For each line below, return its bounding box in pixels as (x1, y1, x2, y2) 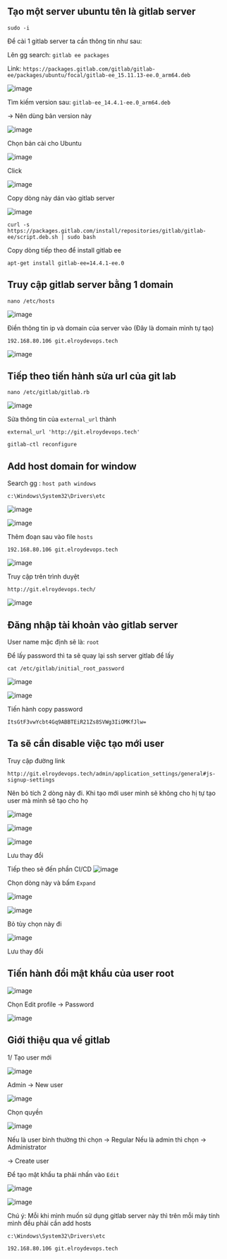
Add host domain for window (7, 460, 137, 472)
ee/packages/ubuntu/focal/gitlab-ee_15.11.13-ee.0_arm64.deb (7, 71, 191, 79)
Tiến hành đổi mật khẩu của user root (7, 968, 174, 980)
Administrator (7, 1142, 47, 1151)
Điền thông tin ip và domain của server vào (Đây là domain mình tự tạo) (7, 323, 214, 332)
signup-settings (7, 776, 55, 784)
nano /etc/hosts (7, 297, 55, 305)
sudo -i (7, 24, 30, 31)
